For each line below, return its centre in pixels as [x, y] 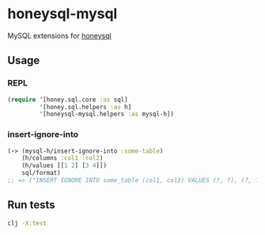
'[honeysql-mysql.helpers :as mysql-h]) [107, 114]
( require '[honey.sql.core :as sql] [68, 100]
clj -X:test [27, 223]
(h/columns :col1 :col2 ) [62, 158]
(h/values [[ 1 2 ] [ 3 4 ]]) [64, 166]
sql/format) [41, 173]
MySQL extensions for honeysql [59, 36]
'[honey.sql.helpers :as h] [85, 107]
